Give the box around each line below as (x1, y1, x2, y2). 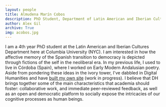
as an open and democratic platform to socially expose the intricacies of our (5, 91, 161, 97)
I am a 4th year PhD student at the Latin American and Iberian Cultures (5, 44, 149, 49)
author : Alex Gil (5, 21, 41, 26)
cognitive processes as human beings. (5, 96, 84, 102)
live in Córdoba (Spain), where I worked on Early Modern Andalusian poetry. (5, 65, 160, 71)
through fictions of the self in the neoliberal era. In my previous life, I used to (5, 60, 161, 65)
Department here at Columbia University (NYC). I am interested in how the (5, 49, 156, 55)
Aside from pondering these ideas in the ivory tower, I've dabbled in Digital (5, 70, 157, 75)
